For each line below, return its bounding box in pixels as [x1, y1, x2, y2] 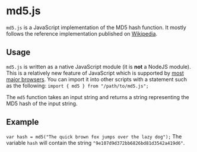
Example [6, 117, 39, 127]
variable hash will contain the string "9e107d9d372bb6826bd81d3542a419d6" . [6, 139, 185, 146]
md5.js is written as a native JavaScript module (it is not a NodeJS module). [6, 63, 191, 70]
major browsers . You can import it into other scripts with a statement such [6, 75, 187, 83]
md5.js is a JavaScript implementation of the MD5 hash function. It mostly [6, 24, 187, 31]
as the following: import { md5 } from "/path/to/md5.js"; [6, 82, 149, 89]
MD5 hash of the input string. [6, 100, 78, 107]
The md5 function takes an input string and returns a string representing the [6, 93, 189, 100]
